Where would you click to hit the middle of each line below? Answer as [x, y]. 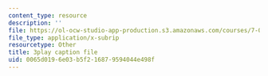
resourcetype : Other [43, 45]
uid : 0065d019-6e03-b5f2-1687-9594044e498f [82, 60]
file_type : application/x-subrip [64, 38]
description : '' [35, 23]
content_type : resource [48, 15]
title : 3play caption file [53, 52]
